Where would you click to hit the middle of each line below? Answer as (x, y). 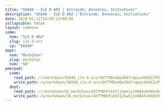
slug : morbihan (25, 60)
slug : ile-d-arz (26, 42)
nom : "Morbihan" (26, 55)
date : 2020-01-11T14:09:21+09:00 (39, 19)
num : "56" (19, 64)
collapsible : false (25, 23)
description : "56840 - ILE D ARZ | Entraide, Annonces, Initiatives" (78, 14)
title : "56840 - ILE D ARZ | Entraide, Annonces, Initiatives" (71, 10)
